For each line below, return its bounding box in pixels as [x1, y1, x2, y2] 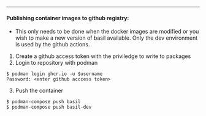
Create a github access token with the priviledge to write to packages [15, 53, 191, 60]
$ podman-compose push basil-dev [6, 104, 92, 111]
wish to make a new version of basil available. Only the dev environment [15, 34, 198, 42]
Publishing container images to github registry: [6, 14, 129, 21]
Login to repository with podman [15, 59, 98, 67]
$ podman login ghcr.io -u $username [6, 71, 103, 77]
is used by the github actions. [15, 41, 90, 48]
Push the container [15, 87, 63, 95]
